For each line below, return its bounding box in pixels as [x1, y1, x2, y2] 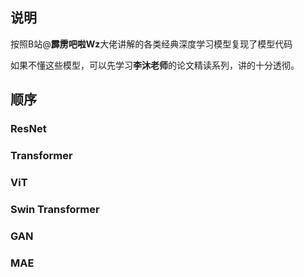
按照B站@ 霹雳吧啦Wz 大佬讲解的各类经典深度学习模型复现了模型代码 [10, 38, 293, 50]
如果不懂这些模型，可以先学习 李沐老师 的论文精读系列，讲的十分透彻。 [10, 59, 300, 71]
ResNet [10, 122, 47, 136]
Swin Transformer [10, 202, 100, 216]
